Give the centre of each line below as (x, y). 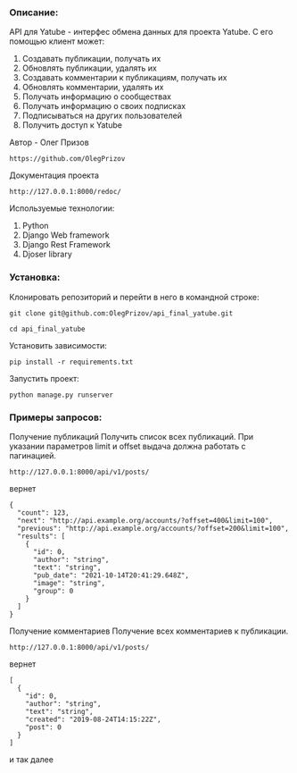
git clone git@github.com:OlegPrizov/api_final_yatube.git (121, 313)
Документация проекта (54, 175)
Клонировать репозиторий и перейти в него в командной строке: (134, 297)
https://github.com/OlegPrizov (67, 159)
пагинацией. (33, 455)
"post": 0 (44, 727)
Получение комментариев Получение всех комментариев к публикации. (149, 631)
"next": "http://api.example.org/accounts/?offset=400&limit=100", (145, 520)
